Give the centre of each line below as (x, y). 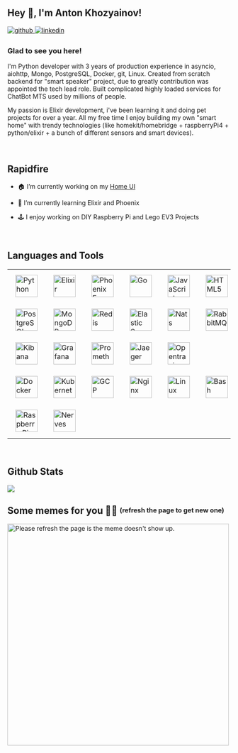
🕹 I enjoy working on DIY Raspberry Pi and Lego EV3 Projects (108, 216)
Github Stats (35, 472)
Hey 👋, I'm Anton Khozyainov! (75, 13)
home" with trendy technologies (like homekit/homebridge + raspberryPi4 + (118, 126)
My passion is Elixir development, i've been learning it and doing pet (107, 110)
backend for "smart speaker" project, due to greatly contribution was (108, 82)
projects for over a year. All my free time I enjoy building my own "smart (112, 118)
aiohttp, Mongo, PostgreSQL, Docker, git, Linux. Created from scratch (109, 74)
